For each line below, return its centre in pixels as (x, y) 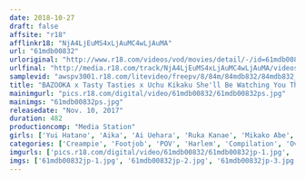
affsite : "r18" (38, 34)
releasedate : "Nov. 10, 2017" (67, 110)
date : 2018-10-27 (42, 18)
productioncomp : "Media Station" (73, 127)
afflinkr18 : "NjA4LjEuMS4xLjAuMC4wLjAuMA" (91, 43)
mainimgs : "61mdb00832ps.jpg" (67, 102)
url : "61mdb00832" (44, 52)
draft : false (34, 26)
